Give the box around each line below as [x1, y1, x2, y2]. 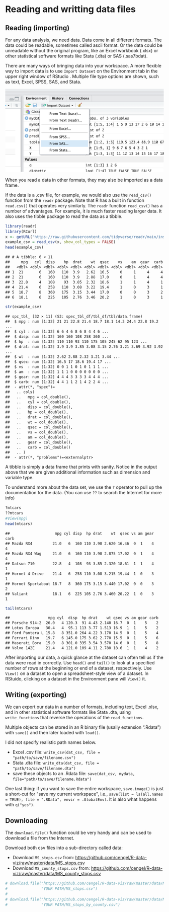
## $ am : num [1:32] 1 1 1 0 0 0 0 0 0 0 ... [5, 369, 109, 374]
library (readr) [5, 223, 37, 229]
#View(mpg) [5, 516, 28, 521]
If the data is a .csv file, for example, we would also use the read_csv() [5, 192, 152, 198]
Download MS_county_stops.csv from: [12, 865, 90, 871]
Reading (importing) [5, 24, 70, 32]
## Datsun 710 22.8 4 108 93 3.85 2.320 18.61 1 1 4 [5, 561, 154, 566]
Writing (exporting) [5, 691, 67, 699]
